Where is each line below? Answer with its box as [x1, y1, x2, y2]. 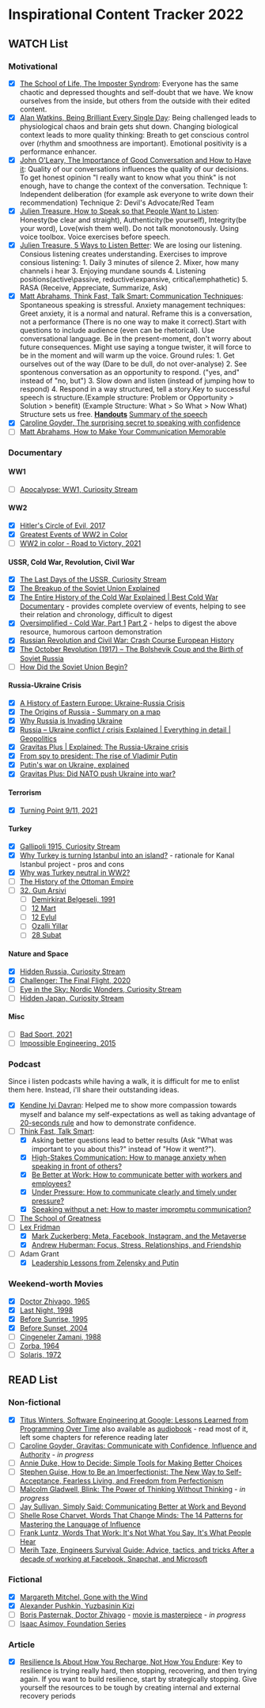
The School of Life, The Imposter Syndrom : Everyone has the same [19, 78, 239, 88]
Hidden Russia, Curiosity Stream [19, 967, 126, 976]
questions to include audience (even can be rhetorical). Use [19, 326, 215, 335]
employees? [31, 1179, 71, 1188]
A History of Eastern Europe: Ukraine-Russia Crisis [19, 698, 185, 707]
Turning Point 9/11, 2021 [19, 805, 98, 815]
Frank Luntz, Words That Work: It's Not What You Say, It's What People [19, 1528, 252, 1538]
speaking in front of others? [31, 1161, 123, 1171]
